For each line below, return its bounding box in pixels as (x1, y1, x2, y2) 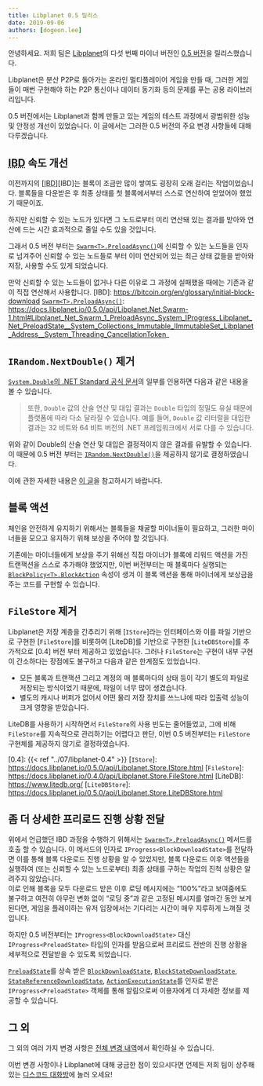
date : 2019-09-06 (8, 19, 65, 27)
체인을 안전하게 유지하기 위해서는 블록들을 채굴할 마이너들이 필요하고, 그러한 (8, 523, 240, 532)
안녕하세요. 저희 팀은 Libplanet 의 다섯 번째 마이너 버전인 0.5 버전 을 (8, 49, 213, 58)
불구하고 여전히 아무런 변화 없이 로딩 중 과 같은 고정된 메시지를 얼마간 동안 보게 (8, 894, 252, 903)
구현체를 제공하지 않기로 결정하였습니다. (8, 739, 130, 748)
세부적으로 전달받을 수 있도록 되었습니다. (8, 949, 131, 959)
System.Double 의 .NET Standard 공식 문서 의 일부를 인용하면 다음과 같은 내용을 (8, 377, 249, 386)
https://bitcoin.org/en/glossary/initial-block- (113, 287, 255, 297)
